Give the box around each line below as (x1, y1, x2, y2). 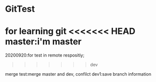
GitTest (5, 3, 35, 15)
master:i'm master (5, 36, 82, 47)
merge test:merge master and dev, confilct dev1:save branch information (5, 71, 152, 77)
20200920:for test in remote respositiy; (5, 52, 85, 58)
